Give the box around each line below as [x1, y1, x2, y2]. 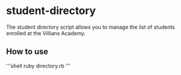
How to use [6, 47, 48, 57]
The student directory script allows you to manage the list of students [6, 23, 175, 30]
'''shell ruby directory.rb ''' [6, 62, 71, 69]
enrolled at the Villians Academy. [6, 29, 86, 36]
